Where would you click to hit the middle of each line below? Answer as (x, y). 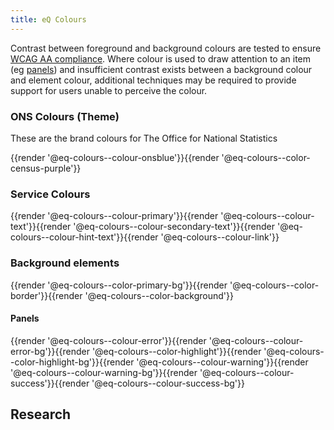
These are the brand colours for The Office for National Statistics (144, 138)
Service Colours (50, 194)
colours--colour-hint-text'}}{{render (84, 237)
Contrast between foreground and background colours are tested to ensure (166, 48)
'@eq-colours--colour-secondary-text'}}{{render (174, 227)
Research (41, 414)
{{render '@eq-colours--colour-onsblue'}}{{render (115, 157)
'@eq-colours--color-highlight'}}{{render (176, 351)
